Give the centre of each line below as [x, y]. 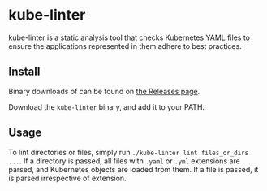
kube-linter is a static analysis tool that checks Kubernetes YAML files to [129, 37]
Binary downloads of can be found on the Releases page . [104, 91]
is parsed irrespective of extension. [68, 178]
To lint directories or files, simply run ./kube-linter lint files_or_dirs [129, 152]
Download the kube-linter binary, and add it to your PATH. [107, 106]
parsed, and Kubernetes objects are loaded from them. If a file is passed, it [133, 169]
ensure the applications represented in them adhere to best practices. [125, 46]
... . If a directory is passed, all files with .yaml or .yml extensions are [125, 161]
